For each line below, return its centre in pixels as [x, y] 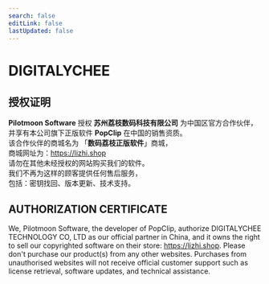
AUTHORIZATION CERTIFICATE [88, 209]
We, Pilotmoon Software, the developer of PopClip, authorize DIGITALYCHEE [135, 228]
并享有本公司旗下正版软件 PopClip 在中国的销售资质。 [98, 133]
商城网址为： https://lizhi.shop [57, 153]
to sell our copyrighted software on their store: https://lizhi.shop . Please [127, 245]
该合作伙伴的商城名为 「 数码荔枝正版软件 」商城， [90, 143]
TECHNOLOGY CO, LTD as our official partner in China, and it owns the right [134, 237]
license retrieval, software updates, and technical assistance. [110, 271]
